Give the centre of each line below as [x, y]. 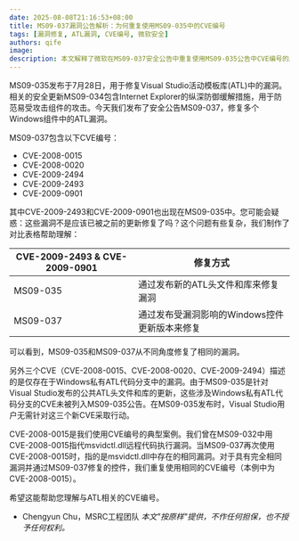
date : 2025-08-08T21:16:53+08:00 [71, 17]
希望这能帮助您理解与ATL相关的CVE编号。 [87, 497]
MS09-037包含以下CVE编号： [65, 138]
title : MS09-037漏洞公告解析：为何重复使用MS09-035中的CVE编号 [117, 26]
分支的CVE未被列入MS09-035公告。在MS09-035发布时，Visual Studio [147, 404]
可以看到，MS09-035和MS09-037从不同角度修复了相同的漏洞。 [127, 352]
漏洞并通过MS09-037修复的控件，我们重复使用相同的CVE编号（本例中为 [142, 467]
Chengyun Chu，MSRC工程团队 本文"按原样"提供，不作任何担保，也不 [152, 516]
